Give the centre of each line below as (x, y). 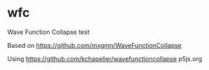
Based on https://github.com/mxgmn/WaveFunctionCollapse (95, 45)
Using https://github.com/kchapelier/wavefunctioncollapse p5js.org (105, 59)
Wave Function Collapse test (48, 32)
